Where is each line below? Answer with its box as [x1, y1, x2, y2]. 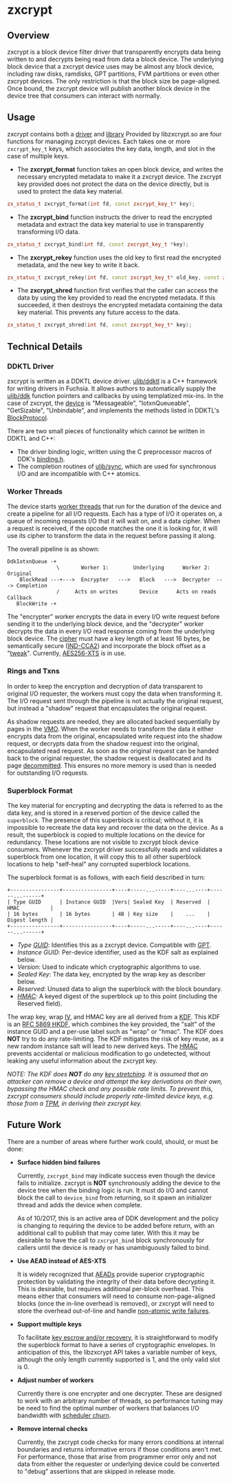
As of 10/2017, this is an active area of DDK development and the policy [16, 1214, 219, 1222]
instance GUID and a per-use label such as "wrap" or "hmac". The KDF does [7, 1027, 223, 1035]
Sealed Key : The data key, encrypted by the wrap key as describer [16, 970, 206, 978]
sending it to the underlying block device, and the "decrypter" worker [7, 620, 204, 628]
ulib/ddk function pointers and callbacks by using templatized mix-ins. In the [7, 392, 223, 399]
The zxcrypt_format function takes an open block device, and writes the [16, 165, 223, 174]
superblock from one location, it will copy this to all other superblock [7, 853, 201, 861]
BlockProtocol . [7, 414, 49, 421]
